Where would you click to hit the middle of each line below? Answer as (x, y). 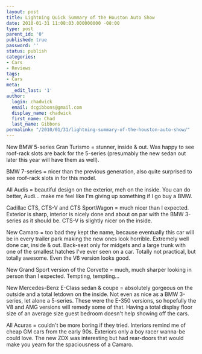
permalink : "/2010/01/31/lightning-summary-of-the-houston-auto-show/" (98, 130)
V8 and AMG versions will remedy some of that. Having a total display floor (99, 307)
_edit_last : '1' (32, 91)
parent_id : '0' (25, 34)
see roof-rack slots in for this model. (51, 178)
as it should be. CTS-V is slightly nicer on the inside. (87, 220)
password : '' (23, 46)
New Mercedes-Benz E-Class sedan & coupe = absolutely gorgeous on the (99, 288)
